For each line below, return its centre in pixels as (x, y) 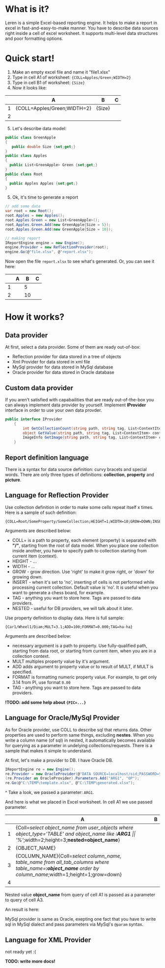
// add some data (23, 206)
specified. (22, 672)
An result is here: (22, 910)
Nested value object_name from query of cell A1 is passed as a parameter (80, 895)
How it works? (35, 317)
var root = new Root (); (29, 211)
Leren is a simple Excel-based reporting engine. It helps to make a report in (81, 23)
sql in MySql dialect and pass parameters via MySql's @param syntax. (74, 924)
